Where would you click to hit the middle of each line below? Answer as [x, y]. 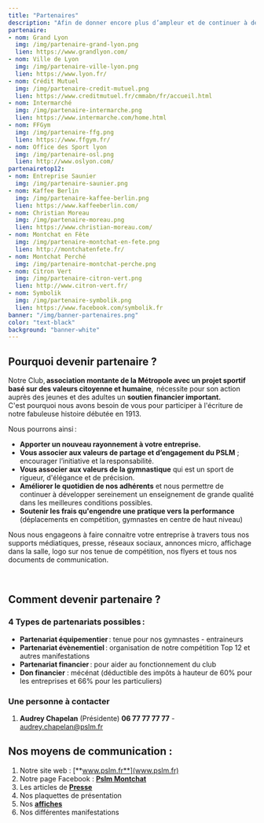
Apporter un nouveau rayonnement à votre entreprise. [110, 444]
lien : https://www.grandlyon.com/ [71, 52]
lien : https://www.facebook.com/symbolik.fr [89, 307]
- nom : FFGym [29, 125]
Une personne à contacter [59, 701]
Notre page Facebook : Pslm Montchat [83, 778]
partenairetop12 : [37, 169]
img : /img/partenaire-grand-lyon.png [77, 45]
